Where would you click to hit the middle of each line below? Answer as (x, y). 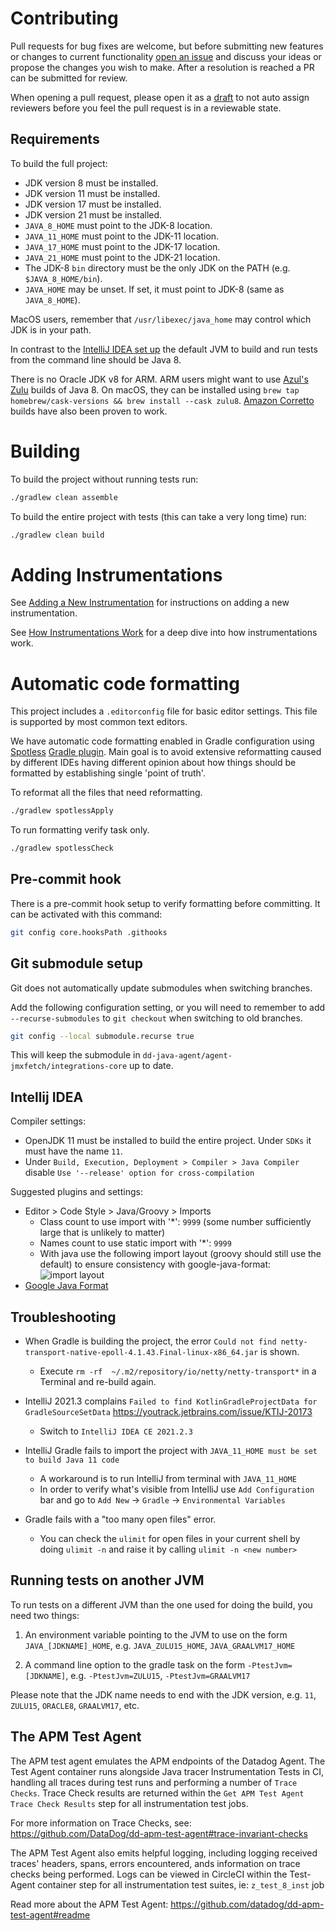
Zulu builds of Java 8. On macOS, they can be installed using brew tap (155, 389)
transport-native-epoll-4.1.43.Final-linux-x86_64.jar (141, 1353)
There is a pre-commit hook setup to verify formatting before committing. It (165, 903)
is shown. (280, 1352)
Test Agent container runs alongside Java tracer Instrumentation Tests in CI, (167, 1771)
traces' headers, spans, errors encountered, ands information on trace (155, 1863)
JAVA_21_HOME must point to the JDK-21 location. (122, 257)
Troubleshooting (63, 1317)
